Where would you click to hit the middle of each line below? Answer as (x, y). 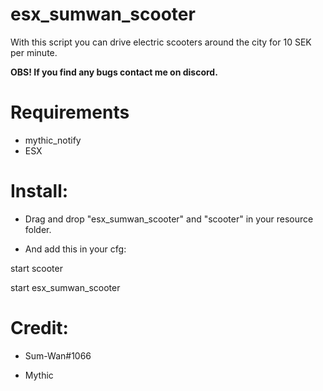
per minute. (34, 52)
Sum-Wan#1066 (58, 355)
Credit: (39, 328)
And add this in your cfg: (75, 249)
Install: (39, 191)
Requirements (70, 112)
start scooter (36, 268)
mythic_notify (53, 140)
